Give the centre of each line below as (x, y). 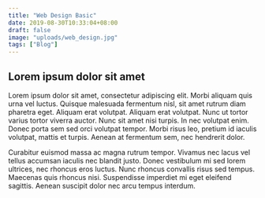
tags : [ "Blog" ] (33, 45)
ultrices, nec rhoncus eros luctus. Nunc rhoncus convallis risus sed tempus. (131, 169)
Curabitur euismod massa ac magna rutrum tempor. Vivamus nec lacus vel (129, 152)
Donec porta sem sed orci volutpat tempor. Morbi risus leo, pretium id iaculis (132, 128)
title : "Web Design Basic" (52, 15)
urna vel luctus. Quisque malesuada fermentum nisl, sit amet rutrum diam (127, 104)
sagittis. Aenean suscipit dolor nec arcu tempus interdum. (102, 185)
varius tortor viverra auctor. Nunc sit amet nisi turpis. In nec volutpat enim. (129, 120)
